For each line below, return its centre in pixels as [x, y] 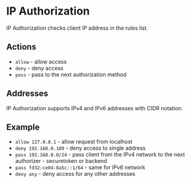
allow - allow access [41, 61]
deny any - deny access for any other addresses [75, 174]
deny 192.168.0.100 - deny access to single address [80, 148]
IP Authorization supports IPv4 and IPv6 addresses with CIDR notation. [95, 108]
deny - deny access [39, 68]
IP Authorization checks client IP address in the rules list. [77, 28]
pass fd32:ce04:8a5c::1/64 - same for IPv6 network [80, 167]
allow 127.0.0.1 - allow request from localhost [74, 142]
